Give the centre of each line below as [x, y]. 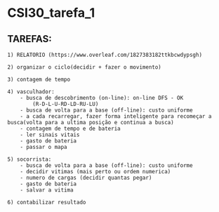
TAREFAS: [29, 39]
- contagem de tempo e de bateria [70, 128]
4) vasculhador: [31, 92]
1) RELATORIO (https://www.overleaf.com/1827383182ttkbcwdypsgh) [105, 55]
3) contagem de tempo [39, 79]
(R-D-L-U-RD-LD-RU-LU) [66, 104]
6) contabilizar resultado [47, 202]
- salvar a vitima [47, 190]
